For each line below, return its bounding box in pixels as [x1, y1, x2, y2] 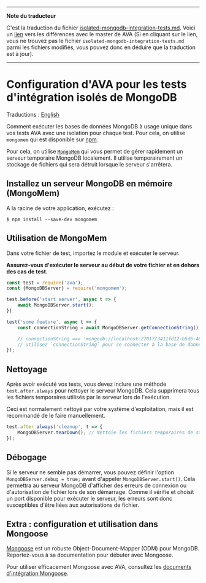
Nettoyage [6, 364, 48, 375]
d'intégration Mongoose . [6, 569, 69, 577]
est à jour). [6, 50, 34, 57]
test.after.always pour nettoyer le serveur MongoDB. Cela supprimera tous [6, 387, 200, 394]
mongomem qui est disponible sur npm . [6, 136, 99, 143]
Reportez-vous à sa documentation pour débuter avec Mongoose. [6, 551, 174, 559]
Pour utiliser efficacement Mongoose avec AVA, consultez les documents [6, 563, 192, 571]
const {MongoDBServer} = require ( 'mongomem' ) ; [6, 285, 128, 292]
